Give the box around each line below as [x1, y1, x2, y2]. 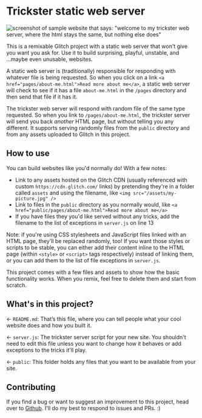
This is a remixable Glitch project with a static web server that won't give [6, 43, 188, 50]
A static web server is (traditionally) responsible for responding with [6, 67, 176, 74]
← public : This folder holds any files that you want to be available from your [6, 358, 196, 365]
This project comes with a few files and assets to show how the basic [6, 269, 180, 276]
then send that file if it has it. [6, 93, 78, 100]
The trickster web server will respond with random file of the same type [6, 104, 186, 112]
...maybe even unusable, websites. [6, 55, 93, 63]
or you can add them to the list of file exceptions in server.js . [6, 256, 161, 264]
